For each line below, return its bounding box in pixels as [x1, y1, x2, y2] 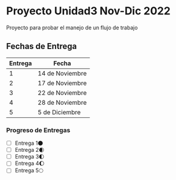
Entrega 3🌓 [14, 153, 45, 160]
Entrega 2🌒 [14, 147, 45, 154]
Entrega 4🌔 [14, 160, 45, 167]
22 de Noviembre [38, 89, 87, 97]
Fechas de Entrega [6, 41, 77, 51]
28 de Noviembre [38, 98, 87, 106]
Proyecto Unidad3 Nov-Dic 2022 [6, 4, 171, 18]
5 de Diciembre [38, 108, 81, 116]
